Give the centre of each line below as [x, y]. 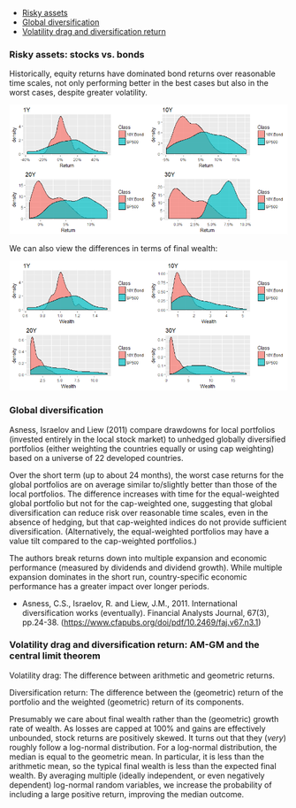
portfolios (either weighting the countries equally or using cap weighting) [142, 448]
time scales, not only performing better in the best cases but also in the [139, 83]
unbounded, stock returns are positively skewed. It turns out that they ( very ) [148, 737]
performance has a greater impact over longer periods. [109, 586]
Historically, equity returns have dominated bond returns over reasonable [142, 73]
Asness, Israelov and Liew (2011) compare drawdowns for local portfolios [142, 429]
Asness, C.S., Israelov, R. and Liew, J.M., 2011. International [129, 603]
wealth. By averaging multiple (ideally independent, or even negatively [137, 775]
